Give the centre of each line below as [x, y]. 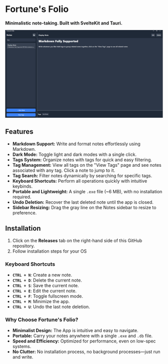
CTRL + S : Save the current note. [45, 285]
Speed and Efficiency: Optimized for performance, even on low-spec [84, 341]
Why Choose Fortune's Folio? [42, 320]
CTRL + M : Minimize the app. [41, 301]
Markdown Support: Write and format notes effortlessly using [76, 144]
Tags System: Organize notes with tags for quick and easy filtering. [82, 160]
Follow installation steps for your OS [49, 251]
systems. [22, 347]
